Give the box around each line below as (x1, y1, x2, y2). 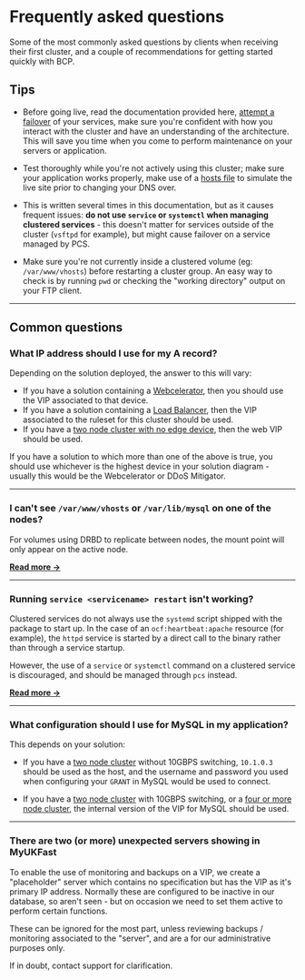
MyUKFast (9, 846, 57, 859)
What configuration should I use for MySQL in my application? (9, 718, 289, 731)
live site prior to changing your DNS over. (22, 182, 177, 193)
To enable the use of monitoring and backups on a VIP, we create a (9, 866, 261, 877)
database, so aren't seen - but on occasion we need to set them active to (9, 895, 283, 906)
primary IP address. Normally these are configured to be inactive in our (9, 885, 275, 897)
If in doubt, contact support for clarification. (9, 960, 173, 971)
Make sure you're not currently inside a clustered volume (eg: (22, 256, 253, 267)
